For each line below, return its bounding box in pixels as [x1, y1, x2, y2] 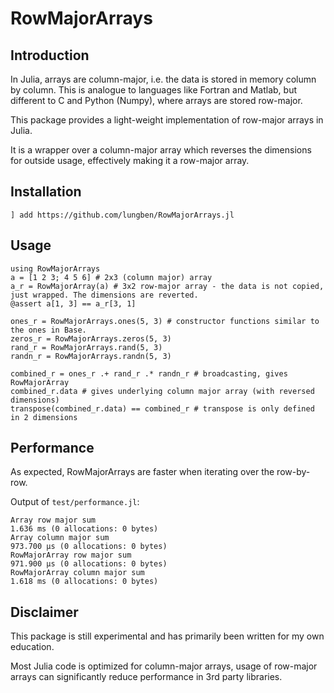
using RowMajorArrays [10, 263, 101, 274]
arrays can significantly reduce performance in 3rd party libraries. [10, 671, 283, 683]
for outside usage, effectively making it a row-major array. [10, 155, 250, 166]
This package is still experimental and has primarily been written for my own [10, 630, 325, 642]
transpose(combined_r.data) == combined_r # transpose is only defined [10, 403, 315, 414]
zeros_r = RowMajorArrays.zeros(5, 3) [10, 333, 172, 344]
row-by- [276, 466, 311, 478]
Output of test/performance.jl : [10, 496, 140, 508]
